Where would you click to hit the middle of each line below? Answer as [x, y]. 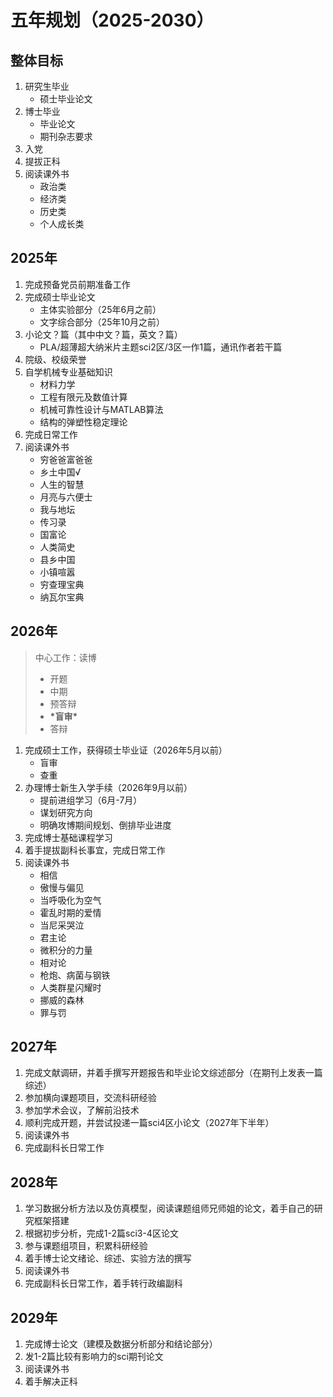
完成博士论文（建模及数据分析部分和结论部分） [121, 1344]
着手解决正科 [51, 1382]
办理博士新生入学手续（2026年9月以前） [108, 787]
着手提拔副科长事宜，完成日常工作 [95, 850]
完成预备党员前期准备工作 [77, 284]
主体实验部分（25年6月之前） [100, 309]
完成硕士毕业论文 [60, 297]
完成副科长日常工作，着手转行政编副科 [103, 1283]
